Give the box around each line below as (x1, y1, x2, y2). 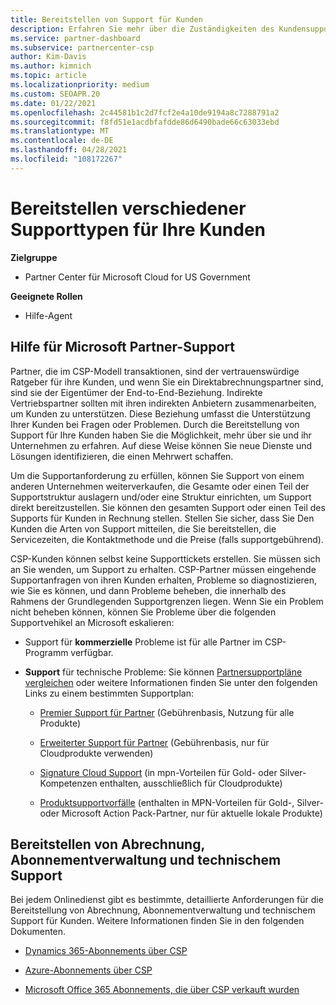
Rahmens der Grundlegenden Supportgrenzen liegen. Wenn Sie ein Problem (10, 595, 324, 607)
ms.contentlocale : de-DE (10, 136, 114, 146)
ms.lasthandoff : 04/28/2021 (10, 145, 128, 155)
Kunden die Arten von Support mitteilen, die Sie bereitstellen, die (10, 522, 277, 535)
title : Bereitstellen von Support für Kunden (10, 14, 203, 25)
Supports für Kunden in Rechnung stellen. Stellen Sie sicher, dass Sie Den (10, 512, 315, 524)
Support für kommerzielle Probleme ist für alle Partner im (24, 636, 263, 648)
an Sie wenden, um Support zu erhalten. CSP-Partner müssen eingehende (10, 563, 317, 575)
